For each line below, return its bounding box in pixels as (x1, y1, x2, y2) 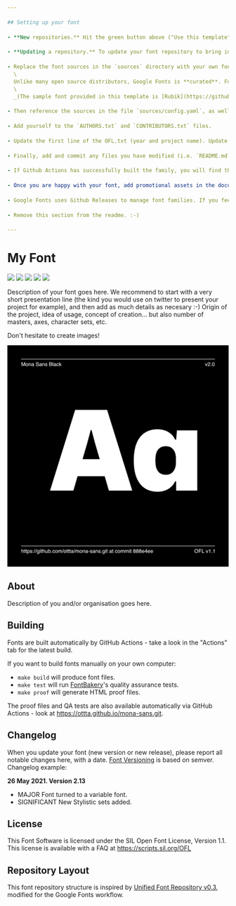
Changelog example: (7, 763, 67, 771)
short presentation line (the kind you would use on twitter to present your (7, 295, 219, 304)
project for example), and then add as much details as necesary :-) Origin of (7, 303, 228, 311)
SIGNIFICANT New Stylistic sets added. (17, 798, 132, 806)
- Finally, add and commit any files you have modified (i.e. (7, 152, 193, 160)
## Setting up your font (7, 18, 80, 26)
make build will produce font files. (17, 673, 116, 681)
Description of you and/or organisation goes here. (7, 599, 152, 607)
